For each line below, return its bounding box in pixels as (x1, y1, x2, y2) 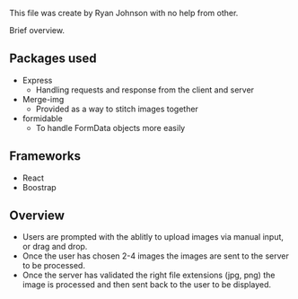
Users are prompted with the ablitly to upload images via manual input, (22, 232, 285, 242)
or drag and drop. (22, 242, 88, 252)
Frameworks (9, 148, 82, 164)
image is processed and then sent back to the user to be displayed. (22, 279, 272, 290)
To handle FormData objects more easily (35, 122, 186, 133)
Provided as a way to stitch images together (35, 103, 199, 114)
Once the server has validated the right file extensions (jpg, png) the (22, 269, 276, 281)
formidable (22, 112, 63, 124)
